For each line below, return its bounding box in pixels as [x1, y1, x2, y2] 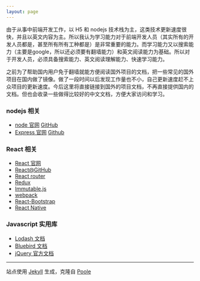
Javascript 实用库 [6, 220, 58, 229]
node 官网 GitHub [14, 121, 58, 128]
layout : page [6, 8, 39, 15]
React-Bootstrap [14, 198, 55, 205]
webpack [14, 191, 37, 199]
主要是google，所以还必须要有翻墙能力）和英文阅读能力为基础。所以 [16, 48, 185, 55]
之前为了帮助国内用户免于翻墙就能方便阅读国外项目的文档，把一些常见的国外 [6, 68, 194, 75]
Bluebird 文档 [14, 242, 48, 250]
